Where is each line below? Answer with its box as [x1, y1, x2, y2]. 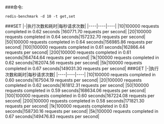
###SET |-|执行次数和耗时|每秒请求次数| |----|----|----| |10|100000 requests [5, 23, 159, 29]
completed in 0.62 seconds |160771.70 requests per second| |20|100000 [5, 29, 152, 34]
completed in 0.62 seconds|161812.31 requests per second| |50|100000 [5, 83, 149, 88]
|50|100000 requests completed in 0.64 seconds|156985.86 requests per [5, 39, 153, 45]
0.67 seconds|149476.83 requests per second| [5, 114, 99, 119]
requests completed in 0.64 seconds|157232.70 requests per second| [5, 34, 146, 40]
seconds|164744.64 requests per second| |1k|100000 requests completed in [5, 55, 159, 60]
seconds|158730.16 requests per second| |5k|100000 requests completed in [5, 108, 159, 114]
